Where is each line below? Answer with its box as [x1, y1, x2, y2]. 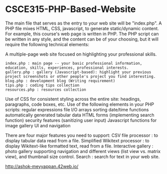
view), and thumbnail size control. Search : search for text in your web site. [5, 153, 160, 159]
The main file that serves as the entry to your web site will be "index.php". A [5, 20, 162, 26]
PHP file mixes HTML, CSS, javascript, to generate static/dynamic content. [5, 25, 159, 31]
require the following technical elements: [5, 41, 89, 47]
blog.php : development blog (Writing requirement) [5, 78, 115, 83]
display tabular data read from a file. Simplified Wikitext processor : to [5, 137, 149, 143]
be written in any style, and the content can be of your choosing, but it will [5, 36, 159, 42]
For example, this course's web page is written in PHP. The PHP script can [5, 31, 159, 37]
